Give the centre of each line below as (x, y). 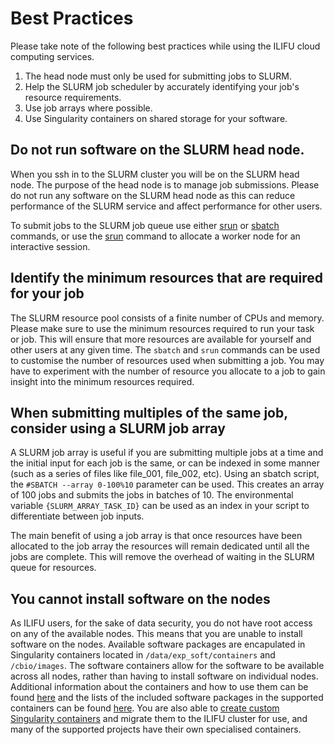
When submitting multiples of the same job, (149, 412)
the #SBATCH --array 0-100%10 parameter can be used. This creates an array (167, 484)
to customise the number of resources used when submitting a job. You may (167, 360)
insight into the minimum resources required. (102, 381)
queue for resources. (53, 568)
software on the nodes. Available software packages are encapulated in (158, 644)
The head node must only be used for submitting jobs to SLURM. (158, 76)
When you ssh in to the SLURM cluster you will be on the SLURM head (155, 174)
